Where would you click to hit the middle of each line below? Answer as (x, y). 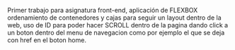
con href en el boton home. (47, 40)
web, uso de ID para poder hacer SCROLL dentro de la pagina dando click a (118, 25)
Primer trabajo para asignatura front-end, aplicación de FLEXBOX (103, 10)
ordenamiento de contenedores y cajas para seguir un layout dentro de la (114, 18)
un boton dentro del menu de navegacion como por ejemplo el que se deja (116, 32)
